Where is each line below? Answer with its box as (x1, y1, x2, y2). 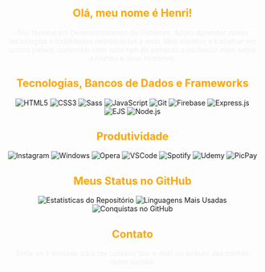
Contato (112, 227, 153, 241)
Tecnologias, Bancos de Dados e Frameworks (16, 76, 249, 91)
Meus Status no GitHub (73, 174, 192, 188)
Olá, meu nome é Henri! (72, 6, 193, 20)
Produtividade (96, 130, 169, 144)
